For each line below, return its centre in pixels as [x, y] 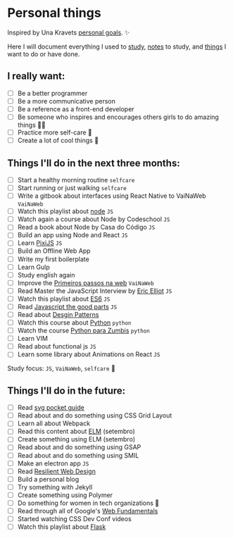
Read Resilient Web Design [57, 471]
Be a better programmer [52, 93]
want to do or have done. [44, 54]
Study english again [46, 275]
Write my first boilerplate [53, 259]
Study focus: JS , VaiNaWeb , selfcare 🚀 [62, 368]
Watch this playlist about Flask [62, 527]
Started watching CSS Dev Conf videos [74, 519]
